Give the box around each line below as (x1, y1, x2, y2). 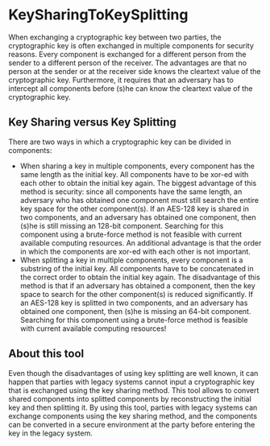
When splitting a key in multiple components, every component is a (19, 255, 243, 265)
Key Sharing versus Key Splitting (8, 115, 177, 130)
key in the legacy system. (8, 428, 93, 438)
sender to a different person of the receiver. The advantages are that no (8, 58, 247, 68)
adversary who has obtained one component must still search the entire (19, 195, 260, 204)
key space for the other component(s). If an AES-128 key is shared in (19, 204, 250, 213)
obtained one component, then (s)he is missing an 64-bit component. (19, 306, 251, 316)
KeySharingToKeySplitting (8, 6, 189, 24)
